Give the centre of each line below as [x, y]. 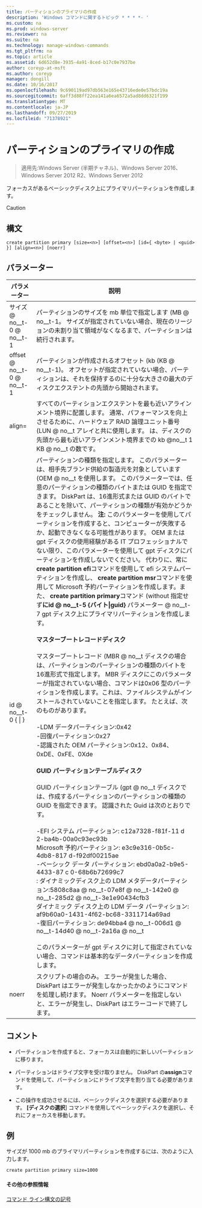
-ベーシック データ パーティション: [85, 864]
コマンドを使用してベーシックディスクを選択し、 [129, 1107]
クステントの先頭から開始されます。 [111, 388]
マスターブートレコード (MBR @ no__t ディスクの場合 [111, 656]
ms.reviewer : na [26, 34]
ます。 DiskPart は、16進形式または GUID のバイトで [116, 496]
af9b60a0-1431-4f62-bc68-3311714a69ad [103, 914]
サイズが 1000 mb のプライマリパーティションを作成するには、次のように [97, 1151]
